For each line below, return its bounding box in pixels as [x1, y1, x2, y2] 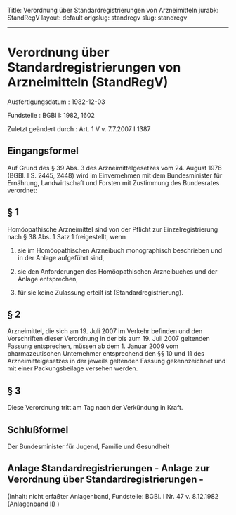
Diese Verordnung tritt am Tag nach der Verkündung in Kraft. [7, 403, 183, 412]
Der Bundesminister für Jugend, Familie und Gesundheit [7, 442, 170, 450]
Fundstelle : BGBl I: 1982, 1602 [7, 111, 95, 119]
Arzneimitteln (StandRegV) [7, 74, 169, 91]
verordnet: [7, 186, 37, 194]
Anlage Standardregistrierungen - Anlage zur [7, 462, 211, 474]
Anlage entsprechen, [17, 274, 79, 283]
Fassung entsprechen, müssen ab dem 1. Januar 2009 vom [7, 342, 179, 350]
